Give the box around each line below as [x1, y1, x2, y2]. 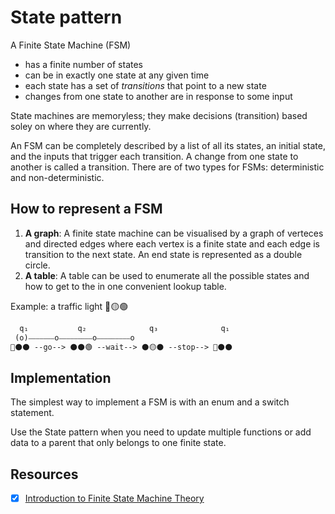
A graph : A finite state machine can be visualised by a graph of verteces [24, 227, 324, 239]
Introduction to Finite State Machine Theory [24, 492, 205, 504]
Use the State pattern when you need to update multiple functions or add [10, 426, 312, 438]
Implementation [10, 369, 112, 386]
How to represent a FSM [10, 201, 163, 218]
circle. [24, 259, 51, 271]
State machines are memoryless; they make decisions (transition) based [10, 109, 308, 121]
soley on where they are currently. [10, 120, 152, 132]
